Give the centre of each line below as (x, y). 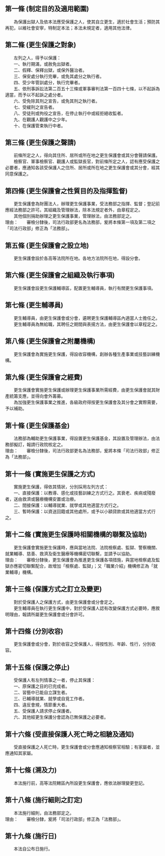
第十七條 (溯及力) (31, 770)
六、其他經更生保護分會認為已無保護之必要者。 (61, 717)
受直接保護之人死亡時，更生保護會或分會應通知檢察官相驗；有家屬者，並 (87, 747)
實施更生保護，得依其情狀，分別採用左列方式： (61, 486)
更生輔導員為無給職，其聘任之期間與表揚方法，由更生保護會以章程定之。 (87, 324)
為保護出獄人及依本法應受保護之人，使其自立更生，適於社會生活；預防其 (87, 22)
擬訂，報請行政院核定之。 (39, 445)
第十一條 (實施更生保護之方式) (50, 474)
